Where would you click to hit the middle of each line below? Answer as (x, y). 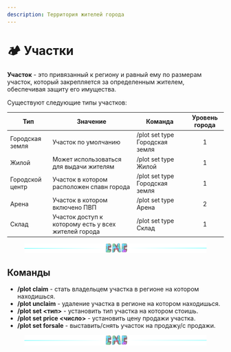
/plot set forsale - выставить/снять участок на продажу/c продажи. (116, 326)
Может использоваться (87, 159)
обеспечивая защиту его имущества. (62, 89)
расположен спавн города (91, 187)
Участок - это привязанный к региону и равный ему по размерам (104, 74)
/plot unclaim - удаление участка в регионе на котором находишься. (119, 304)
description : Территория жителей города (66, 14)
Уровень (205, 118)
